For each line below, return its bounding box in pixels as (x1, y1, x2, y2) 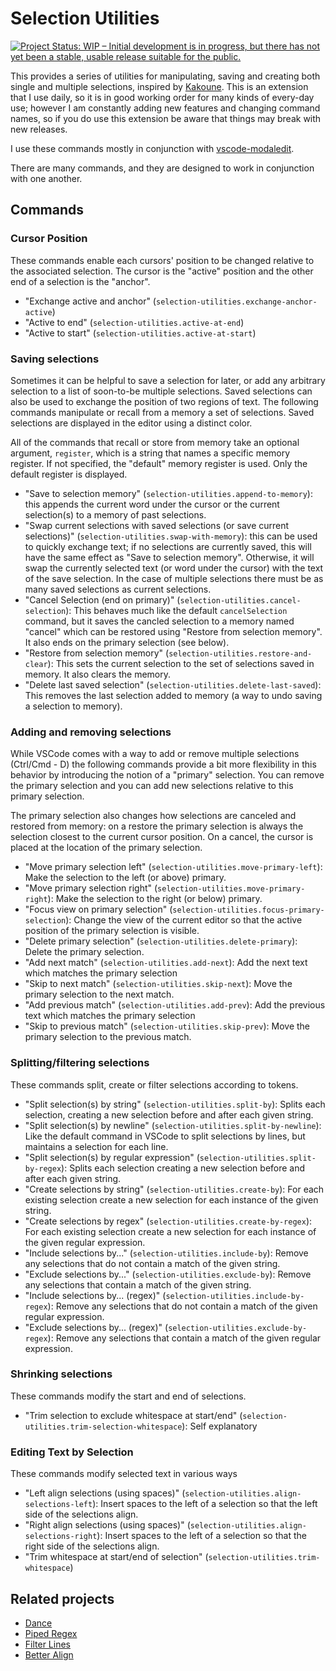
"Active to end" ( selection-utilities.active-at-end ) (24, 316, 245, 328)
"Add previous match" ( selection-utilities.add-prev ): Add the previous (24, 999, 326, 1011)
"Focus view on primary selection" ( (24, 903, 173, 916)
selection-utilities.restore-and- (168, 648, 313, 659)
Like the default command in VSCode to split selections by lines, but (24, 1130, 306, 1142)
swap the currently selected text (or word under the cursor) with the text (24, 562, 324, 574)
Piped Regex (24, 1627, 78, 1639)
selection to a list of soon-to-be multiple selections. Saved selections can (10, 385, 313, 397)
